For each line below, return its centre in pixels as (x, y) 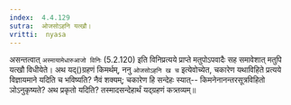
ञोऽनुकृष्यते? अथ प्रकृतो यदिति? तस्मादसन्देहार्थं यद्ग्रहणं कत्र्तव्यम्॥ (103, 90)
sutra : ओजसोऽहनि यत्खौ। (50, 26)
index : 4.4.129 (40, 17)
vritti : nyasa (38, 34)
